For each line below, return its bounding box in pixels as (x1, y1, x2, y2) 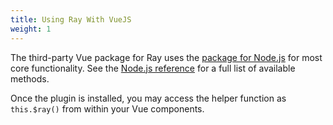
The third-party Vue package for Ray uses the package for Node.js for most (10, 51, 323, 63)
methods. (10, 72, 50, 85)
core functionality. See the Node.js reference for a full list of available (10, 62, 296, 74)
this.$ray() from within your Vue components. (10, 102, 205, 115)
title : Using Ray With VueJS (10, 14, 132, 25)
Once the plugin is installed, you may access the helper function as (10, 92, 287, 104)
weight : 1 (10, 24, 52, 34)
